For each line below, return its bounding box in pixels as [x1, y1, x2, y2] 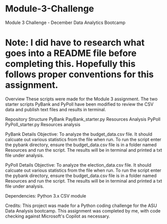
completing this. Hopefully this [5, 58, 136, 70]
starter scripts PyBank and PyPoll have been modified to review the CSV [5, 101, 154, 107]
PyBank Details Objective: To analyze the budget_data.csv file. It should [5, 131, 153, 137]
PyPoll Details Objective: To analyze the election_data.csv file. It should [5, 162, 152, 168]
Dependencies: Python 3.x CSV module [5, 193, 86, 199]
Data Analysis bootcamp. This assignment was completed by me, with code [5, 208, 161, 214]
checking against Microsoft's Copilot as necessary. [5, 213, 111, 219]
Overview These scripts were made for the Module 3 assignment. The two [5, 96, 158, 102]
